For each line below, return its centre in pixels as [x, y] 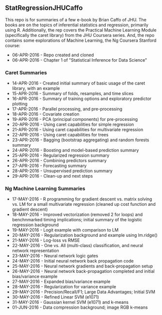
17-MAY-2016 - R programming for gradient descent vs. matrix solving [82, 199]
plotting [20, 104]
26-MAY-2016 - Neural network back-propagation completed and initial [83, 271]
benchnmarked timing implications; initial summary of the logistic [77, 220]
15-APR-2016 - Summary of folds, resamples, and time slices [73, 94]
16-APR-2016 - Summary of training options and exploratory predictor [82, 99]
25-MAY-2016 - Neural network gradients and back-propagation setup [82, 266]
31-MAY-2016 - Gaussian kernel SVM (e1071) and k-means [70, 302]
